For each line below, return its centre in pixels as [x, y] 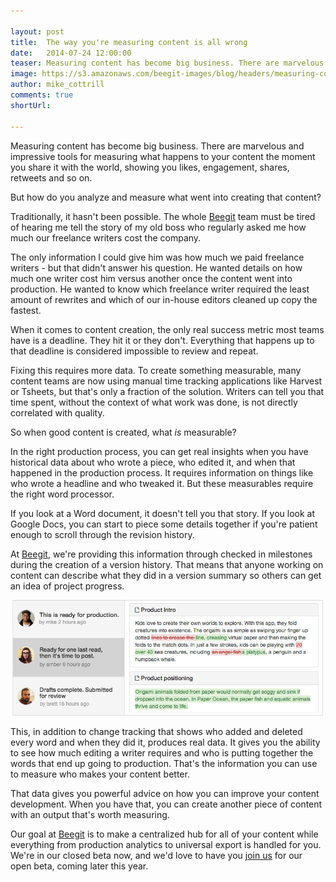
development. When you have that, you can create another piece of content [166, 804]
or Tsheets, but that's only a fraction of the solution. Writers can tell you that [167, 391]
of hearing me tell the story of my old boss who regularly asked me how [158, 227]
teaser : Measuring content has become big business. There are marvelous [167, 63]
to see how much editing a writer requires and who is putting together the [162, 752]
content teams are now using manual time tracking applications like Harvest [166, 381]
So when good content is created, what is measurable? [123, 432]
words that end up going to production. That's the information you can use [164, 763]
